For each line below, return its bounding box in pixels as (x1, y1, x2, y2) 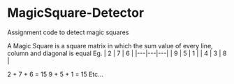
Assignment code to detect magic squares (7, 28, 129, 36)
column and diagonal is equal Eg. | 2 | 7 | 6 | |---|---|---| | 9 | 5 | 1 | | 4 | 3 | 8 (7, 49, 227, 57)
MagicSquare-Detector (7, 5, 145, 21)
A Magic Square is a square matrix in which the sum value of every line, (7, 41, 213, 50)
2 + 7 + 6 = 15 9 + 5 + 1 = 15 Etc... (7, 70, 103, 78)
